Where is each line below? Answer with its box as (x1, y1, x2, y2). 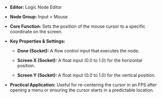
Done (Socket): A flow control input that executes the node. (17, 48, 140, 53)
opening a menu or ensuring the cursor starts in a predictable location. (9, 87, 155, 93)
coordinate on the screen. (9, 29, 63, 34)
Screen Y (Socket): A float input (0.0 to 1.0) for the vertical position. (17, 72, 156, 78)
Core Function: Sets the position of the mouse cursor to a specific (9, 23, 146, 29)
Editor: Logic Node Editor (9, 4, 62, 10)
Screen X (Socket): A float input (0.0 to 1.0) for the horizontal (17, 57, 143, 63)
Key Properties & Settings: (9, 38, 65, 44)
